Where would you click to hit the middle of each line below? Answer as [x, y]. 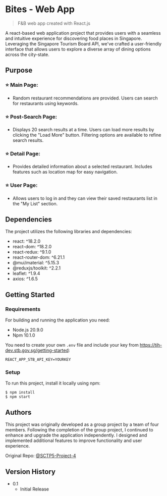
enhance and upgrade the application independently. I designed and [76, 435]
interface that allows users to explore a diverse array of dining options [78, 49]
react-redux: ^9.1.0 [32, 252]
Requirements [23, 309]
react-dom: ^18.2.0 [32, 247]
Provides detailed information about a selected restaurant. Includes [82, 167]
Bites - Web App [40, 9]
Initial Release [35, 489]
